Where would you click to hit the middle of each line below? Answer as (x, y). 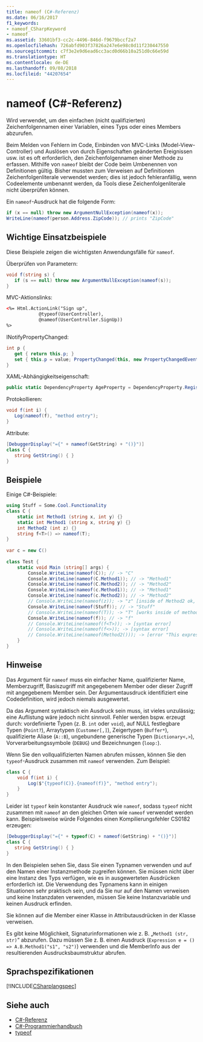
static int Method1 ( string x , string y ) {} (74, 522)
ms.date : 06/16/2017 (32, 18)
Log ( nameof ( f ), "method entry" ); (56, 416)
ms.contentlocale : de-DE (37, 62)
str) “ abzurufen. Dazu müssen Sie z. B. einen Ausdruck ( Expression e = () (101, 940)
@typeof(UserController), (71, 314)
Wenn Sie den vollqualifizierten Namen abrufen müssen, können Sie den (96, 755)
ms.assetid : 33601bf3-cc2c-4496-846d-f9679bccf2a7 (71, 40)
